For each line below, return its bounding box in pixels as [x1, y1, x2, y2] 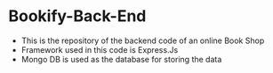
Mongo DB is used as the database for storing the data [20, 54, 222, 64]
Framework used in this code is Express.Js [20, 44, 179, 55]
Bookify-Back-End [8, 6, 147, 26]
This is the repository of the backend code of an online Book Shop [20, 35, 265, 46]
